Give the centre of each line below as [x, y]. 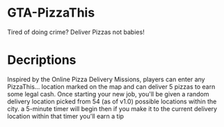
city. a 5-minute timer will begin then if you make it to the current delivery [112, 108]
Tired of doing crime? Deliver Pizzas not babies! [76, 32]
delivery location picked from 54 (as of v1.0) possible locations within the [112, 101]
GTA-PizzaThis [51, 13]
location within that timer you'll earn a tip [65, 116]
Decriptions [42, 60]
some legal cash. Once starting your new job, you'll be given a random [108, 94]
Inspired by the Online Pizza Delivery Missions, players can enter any [106, 79]
